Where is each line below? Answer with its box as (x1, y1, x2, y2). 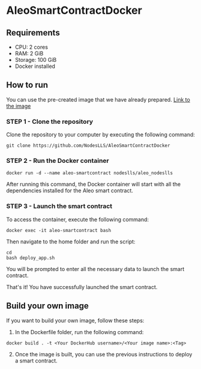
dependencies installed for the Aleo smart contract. (6, 187, 134, 194)
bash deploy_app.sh (6, 255, 55, 261)
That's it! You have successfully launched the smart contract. (6, 283, 158, 290)
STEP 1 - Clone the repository (6, 117, 94, 126)
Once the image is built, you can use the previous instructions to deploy (14, 350, 193, 358)
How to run (6, 80, 49, 90)
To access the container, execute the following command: (6, 216, 149, 223)
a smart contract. (14, 357, 58, 364)
